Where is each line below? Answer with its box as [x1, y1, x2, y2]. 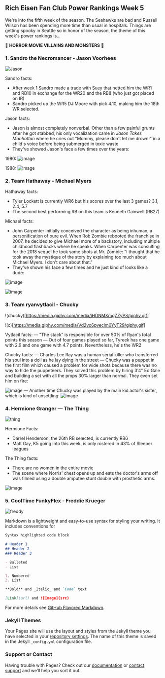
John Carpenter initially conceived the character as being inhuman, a [12, 228, 153, 234]
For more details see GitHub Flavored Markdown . [5, 604, 105, 611]
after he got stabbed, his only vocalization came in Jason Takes [12, 130, 142, 136]
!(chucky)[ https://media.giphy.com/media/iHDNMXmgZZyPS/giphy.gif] [5, 312, 149, 318]
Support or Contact [5, 651, 53, 658]
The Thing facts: [5, 455, 38, 461]
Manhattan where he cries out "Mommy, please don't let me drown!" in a [12, 136, 161, 142]
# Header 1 [5, 542, 28, 547]
